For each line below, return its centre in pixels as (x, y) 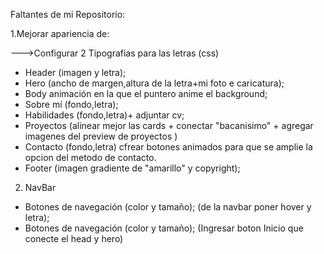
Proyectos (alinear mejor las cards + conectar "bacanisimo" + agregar (169, 125)
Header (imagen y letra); (75, 72)
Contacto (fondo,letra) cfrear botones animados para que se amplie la (168, 147)
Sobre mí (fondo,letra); (71, 104)
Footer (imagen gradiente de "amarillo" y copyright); (132, 168)
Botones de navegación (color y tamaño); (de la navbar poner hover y (168, 207)
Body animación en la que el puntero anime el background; (146, 93)
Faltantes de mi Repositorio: (68, 14)
